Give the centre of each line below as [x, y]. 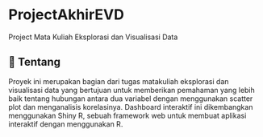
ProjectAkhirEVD [67, 15]
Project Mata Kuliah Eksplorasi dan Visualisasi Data [93, 37]
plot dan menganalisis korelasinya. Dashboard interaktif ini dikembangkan [131, 107]
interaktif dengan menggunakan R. [66, 124]
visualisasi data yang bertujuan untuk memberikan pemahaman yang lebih [132, 90]
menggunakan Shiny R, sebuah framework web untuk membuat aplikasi [127, 115]
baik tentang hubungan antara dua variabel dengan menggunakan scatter [131, 99]
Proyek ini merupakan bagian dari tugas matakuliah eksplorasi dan [119, 81]
